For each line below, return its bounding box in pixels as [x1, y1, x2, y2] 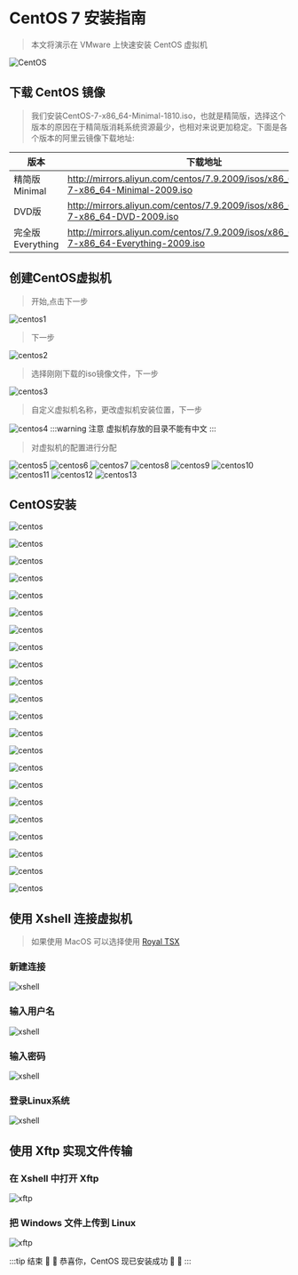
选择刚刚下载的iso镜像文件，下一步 [30, 368, 159, 379]
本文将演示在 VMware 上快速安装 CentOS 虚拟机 [30, 39, 208, 50]
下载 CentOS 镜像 [9, 85, 106, 100]
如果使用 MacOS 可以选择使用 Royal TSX [30, 936, 180, 947]
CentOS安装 [9, 497, 77, 512]
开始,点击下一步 [30, 295, 89, 307]
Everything [13, 237, 59, 250]
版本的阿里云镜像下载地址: [38, 132, 135, 143]
